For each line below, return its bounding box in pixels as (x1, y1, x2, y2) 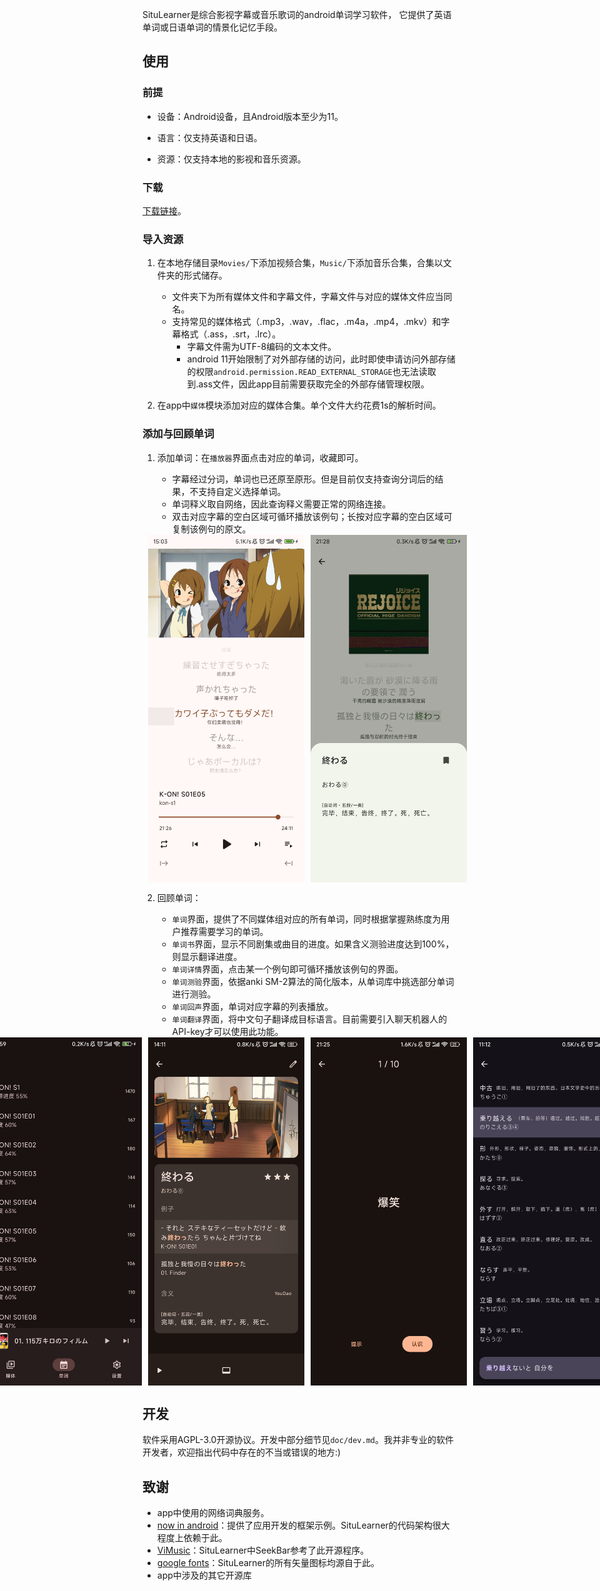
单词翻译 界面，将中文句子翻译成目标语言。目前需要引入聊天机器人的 (171, 1013, 448, 1025)
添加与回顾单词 (142, 427, 215, 441)
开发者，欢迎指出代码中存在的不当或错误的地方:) (142, 1446, 342, 1458)
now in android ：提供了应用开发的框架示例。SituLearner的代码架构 (156, 1519, 433, 1532)
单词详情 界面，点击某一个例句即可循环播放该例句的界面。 (171, 963, 404, 975)
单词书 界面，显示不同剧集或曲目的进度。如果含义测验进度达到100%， (171, 938, 455, 950)
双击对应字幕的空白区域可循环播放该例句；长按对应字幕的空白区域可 (171, 510, 453, 522)
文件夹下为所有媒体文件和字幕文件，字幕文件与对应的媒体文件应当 (171, 291, 444, 303)
